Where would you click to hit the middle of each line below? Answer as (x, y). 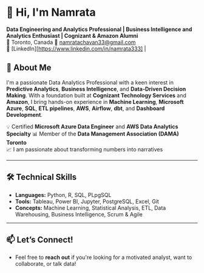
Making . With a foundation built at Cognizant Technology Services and (96, 95)
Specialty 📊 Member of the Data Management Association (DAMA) (93, 134)
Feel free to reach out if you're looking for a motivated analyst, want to (104, 257)
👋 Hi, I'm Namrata (51, 12)
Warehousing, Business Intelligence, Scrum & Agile (79, 214)
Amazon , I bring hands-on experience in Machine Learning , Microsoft (95, 102)
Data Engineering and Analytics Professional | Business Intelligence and (99, 29)
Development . (24, 114)
